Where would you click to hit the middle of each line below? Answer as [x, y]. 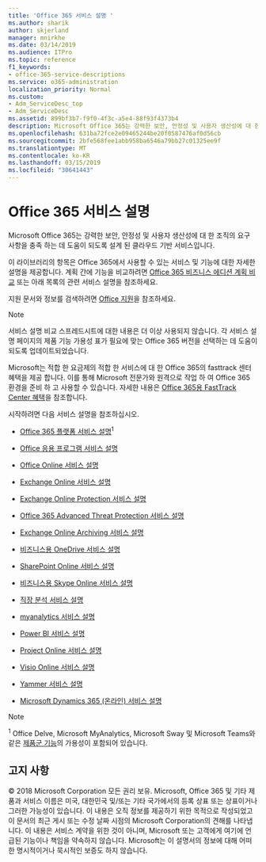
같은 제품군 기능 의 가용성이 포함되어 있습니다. [78, 743]
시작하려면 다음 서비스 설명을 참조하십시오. [74, 414]
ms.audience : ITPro [40, 52]
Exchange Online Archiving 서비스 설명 [82, 532]
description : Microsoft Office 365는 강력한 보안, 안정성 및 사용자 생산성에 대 [130, 126]
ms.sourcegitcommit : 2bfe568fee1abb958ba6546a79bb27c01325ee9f [115, 141]
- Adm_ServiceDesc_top [46, 104]
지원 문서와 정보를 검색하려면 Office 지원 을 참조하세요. [92, 299]
